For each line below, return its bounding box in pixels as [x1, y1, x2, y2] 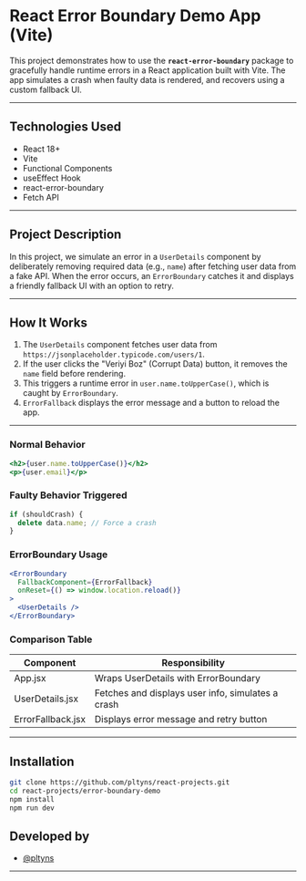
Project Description [9, 227, 122, 243]
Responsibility [161, 657, 226, 669]
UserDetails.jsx [14, 692, 79, 705]
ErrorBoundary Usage [9, 548, 108, 561]
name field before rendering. [22, 368, 126, 379]
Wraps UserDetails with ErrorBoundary [94, 672, 261, 685]
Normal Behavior [9, 439, 86, 451]
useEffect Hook [22, 172, 82, 183]
